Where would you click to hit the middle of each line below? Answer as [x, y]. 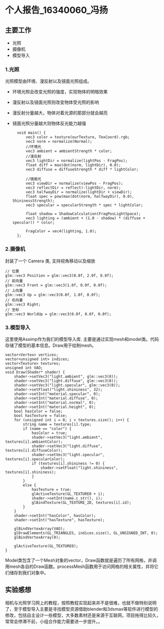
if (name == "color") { [47, 429]
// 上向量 [14, 290]
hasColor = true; [49, 433]
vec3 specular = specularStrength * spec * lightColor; [84, 205]
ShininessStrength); [33, 201]
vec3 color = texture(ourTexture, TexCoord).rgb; [78, 137]
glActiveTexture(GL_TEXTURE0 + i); [68, 494]
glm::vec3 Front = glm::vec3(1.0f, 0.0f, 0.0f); [56, 285]
